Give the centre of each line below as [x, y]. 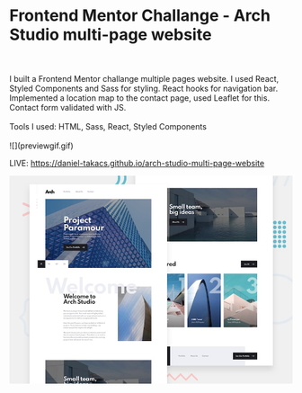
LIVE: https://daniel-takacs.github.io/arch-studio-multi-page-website [137, 163]
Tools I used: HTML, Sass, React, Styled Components [108, 126]
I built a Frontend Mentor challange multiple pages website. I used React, [144, 78]
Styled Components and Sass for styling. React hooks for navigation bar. [144, 88]
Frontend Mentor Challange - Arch [140, 16]
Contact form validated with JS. [68, 107]
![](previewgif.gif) [41, 146]
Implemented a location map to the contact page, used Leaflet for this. [140, 98]
